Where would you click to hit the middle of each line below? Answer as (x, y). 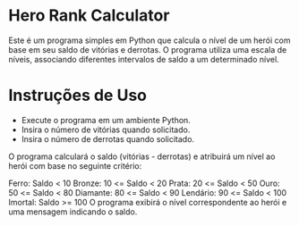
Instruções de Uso (78, 96)
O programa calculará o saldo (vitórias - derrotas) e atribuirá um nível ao (142, 156)
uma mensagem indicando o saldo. (73, 212)
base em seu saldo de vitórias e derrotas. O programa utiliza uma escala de (148, 49)
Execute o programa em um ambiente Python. (106, 120)
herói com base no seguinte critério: (75, 165)
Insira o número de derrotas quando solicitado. (107, 138)
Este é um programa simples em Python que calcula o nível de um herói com (149, 40)
